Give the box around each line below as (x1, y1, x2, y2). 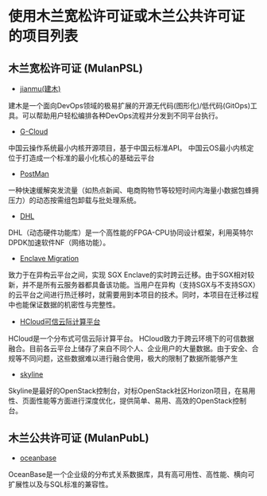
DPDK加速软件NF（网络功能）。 (8, 238, 110, 247)
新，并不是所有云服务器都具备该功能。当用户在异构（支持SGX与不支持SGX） (8, 280, 257, 289)
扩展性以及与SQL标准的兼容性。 (8, 479, 113, 489)
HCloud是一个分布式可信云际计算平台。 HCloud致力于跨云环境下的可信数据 (8, 334, 254, 343)
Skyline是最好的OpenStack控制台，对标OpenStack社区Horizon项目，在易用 (8, 386, 256, 395)
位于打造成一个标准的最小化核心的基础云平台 (8, 153, 155, 162)
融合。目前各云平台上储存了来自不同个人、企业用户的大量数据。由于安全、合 (8, 344, 259, 353)
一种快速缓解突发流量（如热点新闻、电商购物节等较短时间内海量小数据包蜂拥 (8, 186, 259, 195)
